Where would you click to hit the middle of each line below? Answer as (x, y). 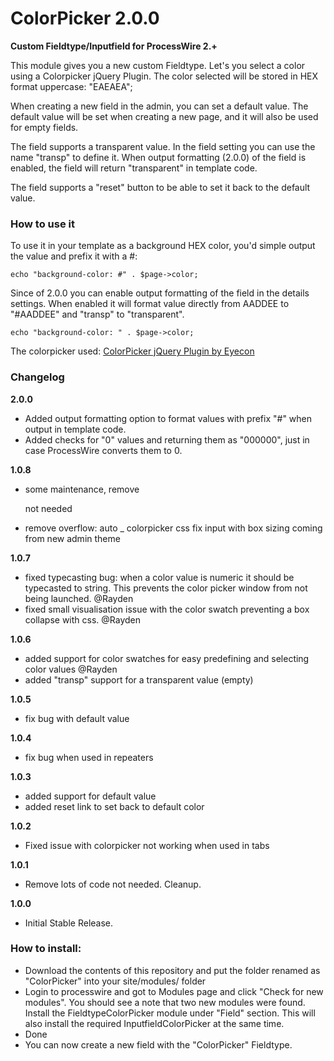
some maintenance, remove (82, 489)
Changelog (37, 377)
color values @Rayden (71, 669)
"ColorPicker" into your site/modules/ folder (115, 981)
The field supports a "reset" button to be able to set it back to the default (160, 187)
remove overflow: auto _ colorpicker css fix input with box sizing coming (173, 528)
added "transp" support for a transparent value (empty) (139, 679)
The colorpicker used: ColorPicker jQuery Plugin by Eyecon (132, 351)
